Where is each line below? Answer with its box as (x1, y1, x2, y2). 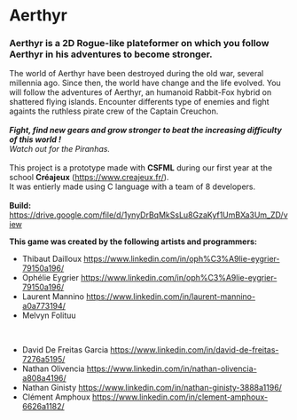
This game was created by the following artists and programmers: (9, 236, 257, 247)
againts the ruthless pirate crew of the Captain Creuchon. (9, 106, 219, 116)
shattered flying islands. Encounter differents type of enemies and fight (9, 97, 270, 107)
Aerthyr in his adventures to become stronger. (9, 48, 213, 60)
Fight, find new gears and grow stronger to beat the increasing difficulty (9, 125, 282, 136)
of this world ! (9, 134, 62, 145)
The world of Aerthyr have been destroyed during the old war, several (9, 68, 264, 79)
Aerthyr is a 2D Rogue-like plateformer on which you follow (9, 37, 270, 50)
